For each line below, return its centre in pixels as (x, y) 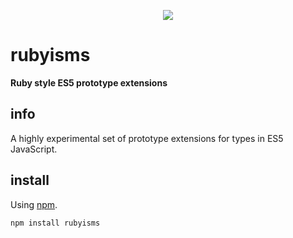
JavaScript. (34, 149)
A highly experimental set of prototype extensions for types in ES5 (147, 138)
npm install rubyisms (55, 223)
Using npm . (34, 204)
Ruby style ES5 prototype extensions (89, 82)
